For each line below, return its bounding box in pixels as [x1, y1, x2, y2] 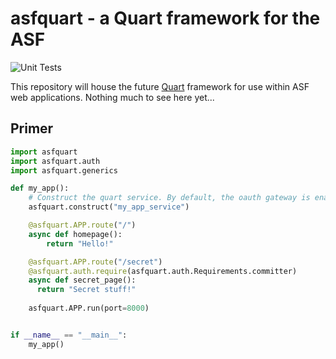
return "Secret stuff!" [36, 285, 137, 295]
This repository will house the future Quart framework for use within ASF [10, 80, 310, 92]
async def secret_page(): [28, 275, 137, 286]
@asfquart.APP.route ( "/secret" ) [28, 257, 163, 267]
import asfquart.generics [10, 165, 118, 176]
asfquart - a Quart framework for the [10, 7, 321, 30]
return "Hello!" [46, 238, 114, 249]
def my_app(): [10, 183, 70, 194]
